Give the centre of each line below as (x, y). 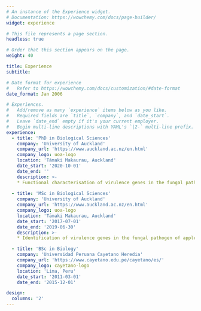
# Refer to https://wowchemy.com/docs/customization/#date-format (93, 88)
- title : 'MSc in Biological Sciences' (61, 194)
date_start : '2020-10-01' (49, 166)
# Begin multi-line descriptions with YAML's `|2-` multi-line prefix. (100, 127)
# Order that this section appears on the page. (68, 50)
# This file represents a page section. (57, 33)
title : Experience (29, 66)
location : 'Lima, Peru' (47, 271)
